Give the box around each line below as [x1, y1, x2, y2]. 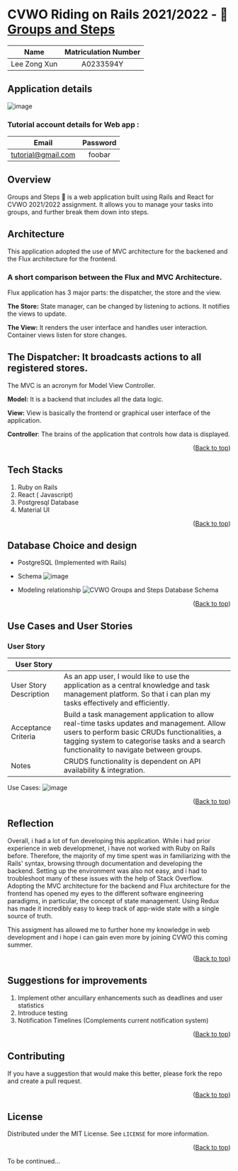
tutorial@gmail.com [11, 150, 76, 160]
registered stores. [7, 362, 89, 375]
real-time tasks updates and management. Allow [63, 719, 226, 729]
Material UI [17, 505, 50, 514]
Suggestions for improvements [7, 975, 147, 987]
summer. [7, 940, 33, 949]
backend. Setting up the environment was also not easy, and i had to [7, 867, 208, 875]
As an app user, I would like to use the [63, 672, 190, 682]
